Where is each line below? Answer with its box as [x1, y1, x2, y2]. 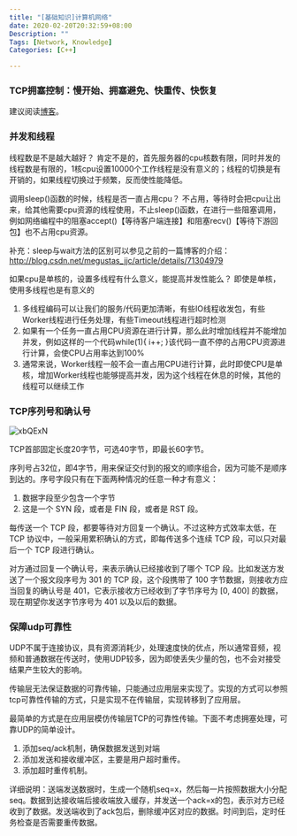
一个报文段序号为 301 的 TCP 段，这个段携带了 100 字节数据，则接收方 [24, 574, 280, 585]
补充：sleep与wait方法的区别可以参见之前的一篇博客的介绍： [9, 245, 230, 256]
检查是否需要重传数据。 [16, 817, 103, 828]
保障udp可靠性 [9, 620, 72, 633]
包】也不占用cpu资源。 [9, 226, 93, 237]
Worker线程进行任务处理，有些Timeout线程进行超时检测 [21, 314, 226, 325]
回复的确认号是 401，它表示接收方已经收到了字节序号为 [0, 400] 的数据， [16, 586, 283, 596]
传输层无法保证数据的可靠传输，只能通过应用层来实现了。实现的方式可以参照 [9, 683, 288, 694]
